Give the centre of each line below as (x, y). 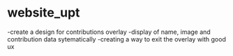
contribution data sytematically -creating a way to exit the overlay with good (117, 39)
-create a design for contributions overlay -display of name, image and (109, 32)
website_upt (44, 13)
